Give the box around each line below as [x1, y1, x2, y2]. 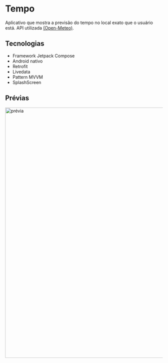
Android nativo [12, 58, 43, 64]
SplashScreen [12, 79, 41, 85]
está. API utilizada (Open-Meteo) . [5, 25, 74, 31]
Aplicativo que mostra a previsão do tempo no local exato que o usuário [5, 20, 153, 26]
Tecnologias [5, 40, 44, 48]
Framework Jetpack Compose [12, 53, 75, 59]
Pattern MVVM [12, 74, 43, 80]
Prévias [5, 94, 29, 103]
